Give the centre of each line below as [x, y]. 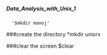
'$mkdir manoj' [31, 23]
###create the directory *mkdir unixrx [53, 34]
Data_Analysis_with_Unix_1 [41, 8]
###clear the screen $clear [40, 46]
